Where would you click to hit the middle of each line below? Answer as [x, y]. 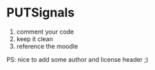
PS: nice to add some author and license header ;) [77, 59]
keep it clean [34, 38]
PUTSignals [41, 13]
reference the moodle [47, 46]
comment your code [45, 32]
